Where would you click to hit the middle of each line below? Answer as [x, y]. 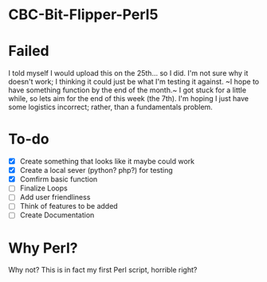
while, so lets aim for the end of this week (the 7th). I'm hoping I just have [129, 99]
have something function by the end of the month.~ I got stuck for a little [128, 90]
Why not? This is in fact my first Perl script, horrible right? [103, 270]
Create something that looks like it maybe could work [107, 162]
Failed [29, 51]
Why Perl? [43, 248]
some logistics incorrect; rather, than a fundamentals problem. [110, 107]
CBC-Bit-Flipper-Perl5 [83, 15]
